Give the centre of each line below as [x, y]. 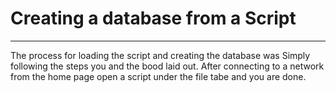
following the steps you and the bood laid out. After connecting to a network [167, 66]
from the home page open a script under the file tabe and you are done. [158, 76]
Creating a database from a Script [153, 18]
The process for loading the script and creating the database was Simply [160, 55]
